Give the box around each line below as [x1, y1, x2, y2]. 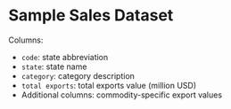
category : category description [21, 70, 136, 81]
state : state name [21, 61, 87, 72]
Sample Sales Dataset [8, 5, 174, 26]
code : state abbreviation [21, 51, 109, 62]
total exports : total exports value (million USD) [21, 80, 197, 90]
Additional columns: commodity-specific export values [21, 90, 223, 100]
